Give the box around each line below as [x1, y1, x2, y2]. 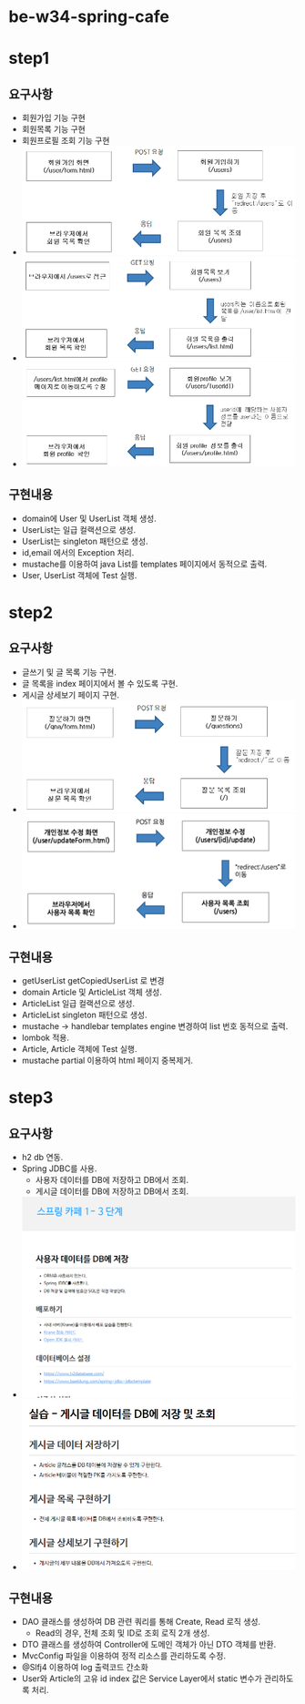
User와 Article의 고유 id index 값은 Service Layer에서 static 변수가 [21, 1673, 263, 1684]
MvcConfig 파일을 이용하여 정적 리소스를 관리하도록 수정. [21, 1650, 227, 1661]
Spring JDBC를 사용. [21, 1163, 97, 1174]
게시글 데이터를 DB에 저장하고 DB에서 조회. [35, 1186, 188, 1197]
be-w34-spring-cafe [8, 6, 170, 27]
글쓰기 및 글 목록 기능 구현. [21, 667, 117, 678]
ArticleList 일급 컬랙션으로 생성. [21, 998, 136, 1009]
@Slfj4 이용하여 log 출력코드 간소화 [21, 1662, 149, 1673]
